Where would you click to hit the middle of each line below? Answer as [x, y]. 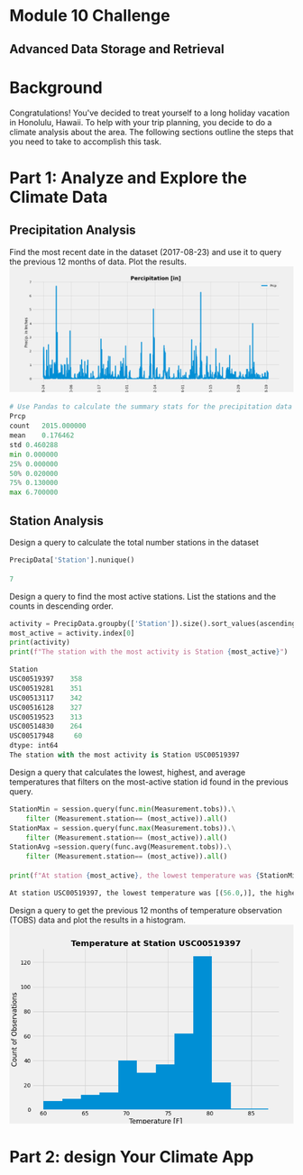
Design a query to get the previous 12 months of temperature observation [146, 910]
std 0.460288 [34, 445]
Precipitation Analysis [73, 230]
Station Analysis [56, 521]
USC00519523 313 [46, 717]
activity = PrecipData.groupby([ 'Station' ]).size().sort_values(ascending [153, 623]
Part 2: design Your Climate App [132, 1157]
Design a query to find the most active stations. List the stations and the [143, 596]
